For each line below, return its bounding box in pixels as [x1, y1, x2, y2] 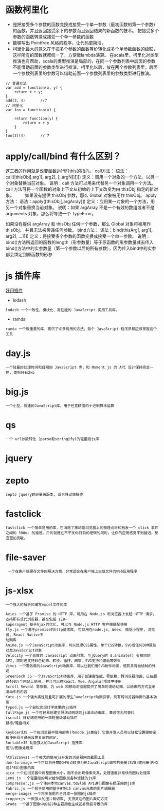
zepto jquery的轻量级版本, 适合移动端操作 [5, 492, 83, 497]
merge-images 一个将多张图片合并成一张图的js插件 [5, 791, 96, 796]
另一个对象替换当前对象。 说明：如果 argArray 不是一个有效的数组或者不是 [5, 204, 155, 210]
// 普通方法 [5, 81, 27, 86]
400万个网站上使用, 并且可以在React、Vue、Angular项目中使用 [9, 679, 122, 684]
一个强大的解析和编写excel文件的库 [5, 602, 68, 607]
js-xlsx [5, 585, 34, 596]
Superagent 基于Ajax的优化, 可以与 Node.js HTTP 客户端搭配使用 [5, 622, 128, 627]
